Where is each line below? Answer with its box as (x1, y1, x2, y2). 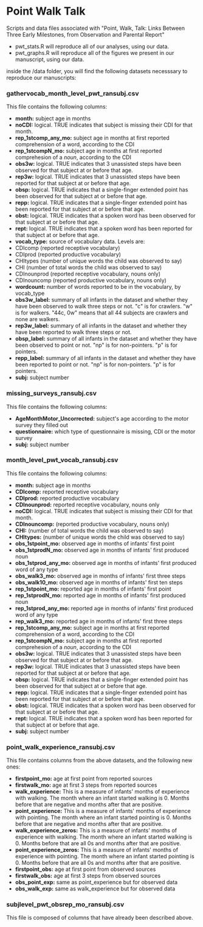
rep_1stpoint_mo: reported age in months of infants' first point (15, 585, 171, 592)
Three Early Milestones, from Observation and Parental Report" (6, 30, 165, 38)
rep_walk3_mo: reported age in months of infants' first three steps (15, 617, 183, 625)
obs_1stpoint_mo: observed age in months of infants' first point (15, 539, 175, 547)
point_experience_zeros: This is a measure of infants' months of (15, 846, 178, 854)
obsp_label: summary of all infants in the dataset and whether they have (15, 335, 198, 343)
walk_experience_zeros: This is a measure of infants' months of (15, 827, 177, 834)
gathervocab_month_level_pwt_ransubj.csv (6, 89, 139, 98)
